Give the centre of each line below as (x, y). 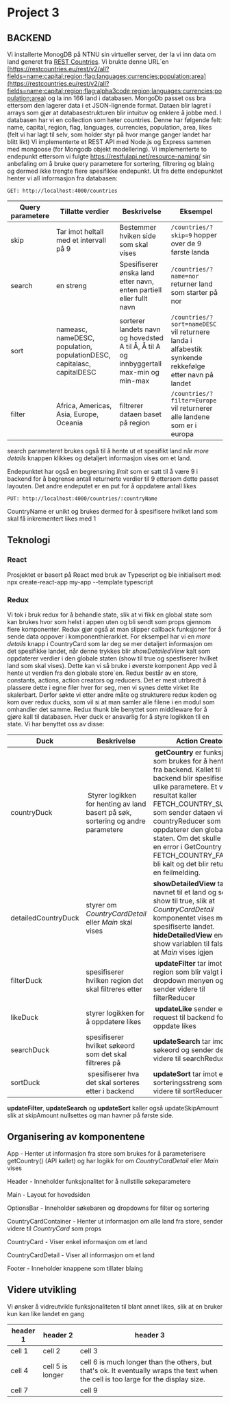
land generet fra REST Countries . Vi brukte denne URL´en (88, 62)
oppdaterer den (178, 829)
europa (182, 434)
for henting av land (116, 804)
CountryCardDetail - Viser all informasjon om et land (81, 1255)
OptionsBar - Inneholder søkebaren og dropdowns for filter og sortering (108, 1208)
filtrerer (131, 406)
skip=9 (181, 236)
